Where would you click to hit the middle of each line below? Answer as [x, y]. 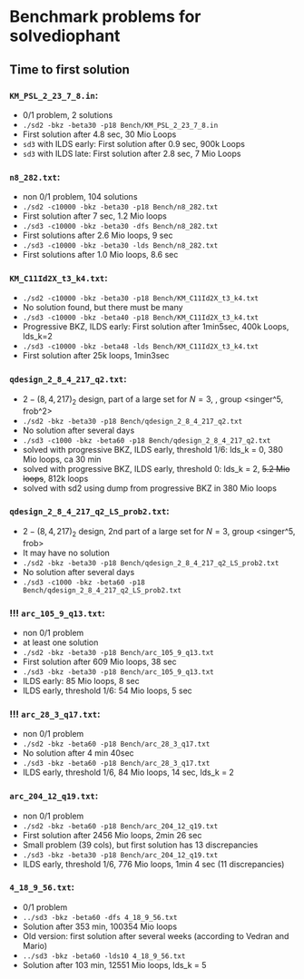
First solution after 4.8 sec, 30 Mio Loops [99, 134]
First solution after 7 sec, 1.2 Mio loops [95, 216]
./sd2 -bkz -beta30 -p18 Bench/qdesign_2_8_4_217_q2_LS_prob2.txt [151, 563]
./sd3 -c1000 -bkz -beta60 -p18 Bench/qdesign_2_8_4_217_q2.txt [147, 441]
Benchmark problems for [105, 17]
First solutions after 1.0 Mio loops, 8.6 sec [100, 255]
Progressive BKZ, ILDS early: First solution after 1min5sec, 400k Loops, [156, 327]
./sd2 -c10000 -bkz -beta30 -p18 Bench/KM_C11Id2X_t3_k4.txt [141, 299]
